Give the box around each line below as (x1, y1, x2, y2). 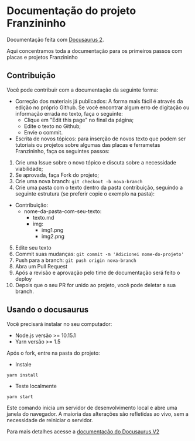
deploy (15, 275, 32, 282)
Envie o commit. (23, 129, 63, 136)
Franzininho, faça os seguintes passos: (15, 147, 110, 154)
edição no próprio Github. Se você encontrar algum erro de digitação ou (15, 104, 190, 111)
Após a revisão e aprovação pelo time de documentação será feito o (15, 269, 180, 276)
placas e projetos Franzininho (6, 53, 78, 60)
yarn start (6, 393, 33, 400)
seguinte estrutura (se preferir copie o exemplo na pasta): (15, 190, 155, 197)
